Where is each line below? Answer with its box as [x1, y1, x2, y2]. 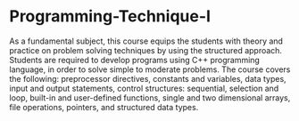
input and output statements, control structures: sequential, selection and [9, 83, 279, 93]
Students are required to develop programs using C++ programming [9, 54, 261, 65]
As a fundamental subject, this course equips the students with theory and [9, 36, 284, 46]
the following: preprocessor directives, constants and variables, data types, [9, 73, 287, 84]
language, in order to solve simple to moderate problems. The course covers [9, 64, 291, 75]
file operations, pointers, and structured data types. [9, 101, 199, 112]
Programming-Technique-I [9, 6, 212, 27]
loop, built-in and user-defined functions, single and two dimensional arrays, [9, 92, 291, 103]
